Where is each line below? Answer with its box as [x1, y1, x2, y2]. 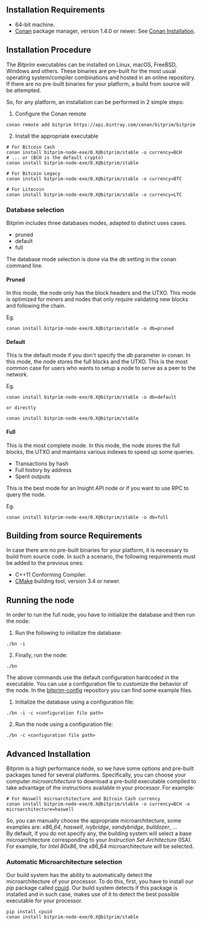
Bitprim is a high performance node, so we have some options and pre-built [6, 765, 194, 772]
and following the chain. [6, 302, 66, 309]
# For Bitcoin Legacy [6, 170, 61, 176]
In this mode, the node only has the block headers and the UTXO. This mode [6, 290, 196, 297]
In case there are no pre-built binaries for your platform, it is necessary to [6, 546, 189, 554]
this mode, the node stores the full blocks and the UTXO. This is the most [6, 358, 188, 365]
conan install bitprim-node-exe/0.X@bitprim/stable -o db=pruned [6, 326, 174, 332]
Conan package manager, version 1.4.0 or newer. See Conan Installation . [14, 27, 196, 34]
